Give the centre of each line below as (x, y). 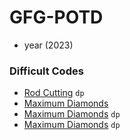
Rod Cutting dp (54, 93)
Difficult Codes (46, 71)
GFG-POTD (56, 17)
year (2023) (48, 45)
